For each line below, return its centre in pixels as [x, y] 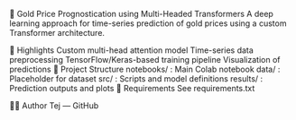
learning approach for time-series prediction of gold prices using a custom [148, 23]
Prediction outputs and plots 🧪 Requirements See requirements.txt [132, 88]
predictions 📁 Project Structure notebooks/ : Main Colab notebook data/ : [145, 69]
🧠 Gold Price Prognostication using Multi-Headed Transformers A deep [141, 14]
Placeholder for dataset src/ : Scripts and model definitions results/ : [136, 79]
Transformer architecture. [57, 33]
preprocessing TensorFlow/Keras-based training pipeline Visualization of [145, 60]
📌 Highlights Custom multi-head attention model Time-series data [132, 50]
